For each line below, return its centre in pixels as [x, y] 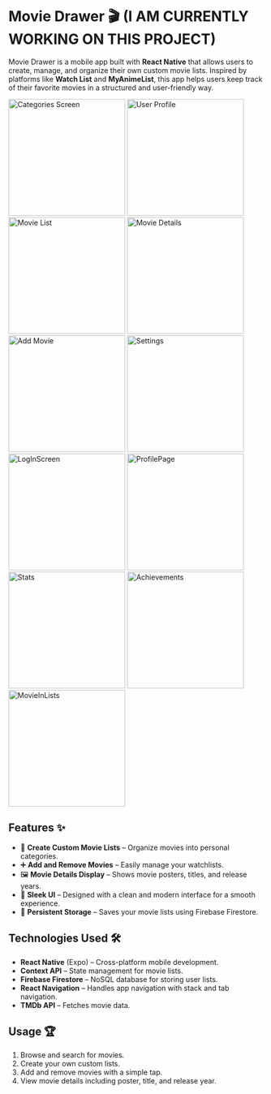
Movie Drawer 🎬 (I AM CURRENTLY [129, 17]
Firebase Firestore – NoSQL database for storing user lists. [119, 979]
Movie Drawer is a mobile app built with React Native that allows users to [131, 62]
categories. [39, 856]
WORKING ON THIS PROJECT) [112, 39]
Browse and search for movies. [72, 1055]
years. [31, 885]
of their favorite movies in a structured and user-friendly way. [111, 88]
